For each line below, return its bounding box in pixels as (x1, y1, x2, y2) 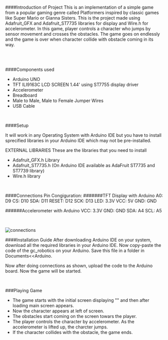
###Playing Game (5, 288, 43, 293)
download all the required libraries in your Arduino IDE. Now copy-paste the (5, 242, 161, 248)
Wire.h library (12, 173, 41, 179)
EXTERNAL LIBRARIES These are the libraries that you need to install (5, 147, 147, 153)
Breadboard (12, 93, 38, 98)
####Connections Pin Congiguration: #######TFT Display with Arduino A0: (5, 193, 163, 198)
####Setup (5, 123, 29, 128)
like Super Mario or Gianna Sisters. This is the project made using (5, 15, 140, 21)
